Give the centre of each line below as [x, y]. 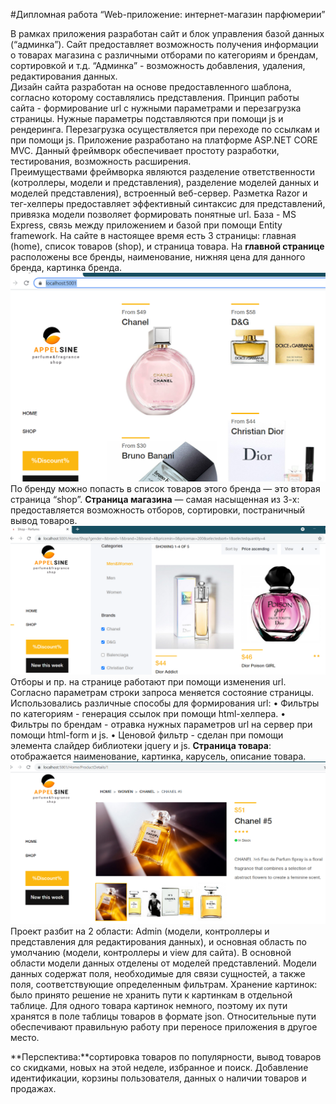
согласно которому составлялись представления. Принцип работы [155, 97]
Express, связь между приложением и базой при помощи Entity [146, 225]
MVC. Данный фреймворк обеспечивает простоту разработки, [145, 150]
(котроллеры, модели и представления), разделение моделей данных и [165, 182]
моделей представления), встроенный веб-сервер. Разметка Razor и [159, 193]
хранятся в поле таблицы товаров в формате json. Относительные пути [163, 1016]
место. [25, 1038]
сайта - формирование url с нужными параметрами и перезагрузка [156, 108]
